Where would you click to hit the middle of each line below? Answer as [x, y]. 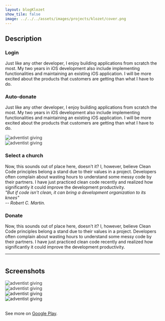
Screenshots [25, 271]
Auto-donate [21, 97]
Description [23, 38]
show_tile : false [23, 14]
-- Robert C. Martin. [25, 203]
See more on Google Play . [31, 313]
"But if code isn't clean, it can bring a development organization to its [76, 192]
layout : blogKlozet [25, 10]
